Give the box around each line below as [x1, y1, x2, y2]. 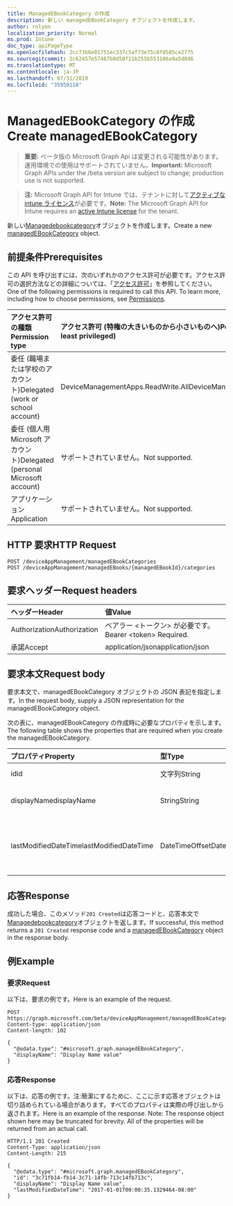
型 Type [159, 752, 184, 761]
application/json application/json [105, 642, 209, 652]
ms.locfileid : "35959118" [7, 81, 82, 88]
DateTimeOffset [159, 841, 212, 851]
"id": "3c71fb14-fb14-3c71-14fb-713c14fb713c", [13, 1175, 154, 1182]
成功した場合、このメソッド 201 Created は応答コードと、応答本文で [7, 909, 200, 918]
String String [159, 796, 200, 806]
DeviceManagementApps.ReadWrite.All [60, 382, 189, 391]
